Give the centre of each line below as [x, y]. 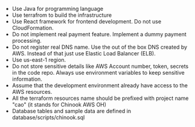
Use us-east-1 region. [39, 60]
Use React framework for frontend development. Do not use [87, 21]
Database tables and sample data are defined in [72, 111]
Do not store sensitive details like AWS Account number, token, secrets [100, 66]
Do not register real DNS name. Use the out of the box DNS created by [100, 47]
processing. [27, 41]
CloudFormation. [33, 28]
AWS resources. [32, 92]
